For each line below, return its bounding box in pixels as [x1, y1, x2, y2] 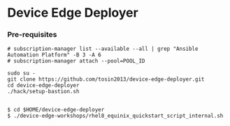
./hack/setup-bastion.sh [7, 88, 80, 95]
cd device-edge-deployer [7, 82, 80, 89]
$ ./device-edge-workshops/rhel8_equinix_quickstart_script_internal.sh [7, 113, 224, 120]
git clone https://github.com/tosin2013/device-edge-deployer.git [7, 76, 205, 83]
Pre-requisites [7, 30, 57, 40]
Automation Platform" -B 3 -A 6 [7, 52, 101, 58]
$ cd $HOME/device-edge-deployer [7, 107, 105, 113]
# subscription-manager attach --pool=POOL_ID [7, 58, 145, 65]
